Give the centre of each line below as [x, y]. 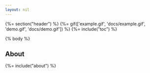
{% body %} [18, 38]
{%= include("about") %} [31, 66]
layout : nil [17, 10]
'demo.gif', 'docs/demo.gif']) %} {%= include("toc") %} [61, 29]
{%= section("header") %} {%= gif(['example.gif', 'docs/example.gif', [75, 24]
